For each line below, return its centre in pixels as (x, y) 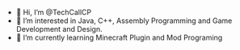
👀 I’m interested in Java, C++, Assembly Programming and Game (124, 21)
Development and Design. (59, 29)
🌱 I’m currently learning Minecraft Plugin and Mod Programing (119, 37)
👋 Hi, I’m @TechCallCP (53, 12)
